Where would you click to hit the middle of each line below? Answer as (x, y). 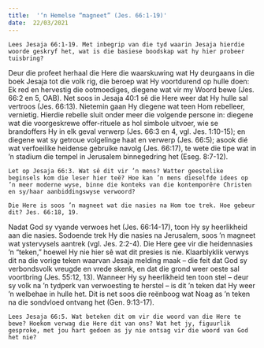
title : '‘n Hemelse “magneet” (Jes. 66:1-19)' (88, 15)
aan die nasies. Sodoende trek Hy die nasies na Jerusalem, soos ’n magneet (132, 235)
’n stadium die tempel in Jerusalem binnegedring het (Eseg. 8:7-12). (118, 156)
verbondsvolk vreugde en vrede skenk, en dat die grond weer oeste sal (124, 268)
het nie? (22, 337)
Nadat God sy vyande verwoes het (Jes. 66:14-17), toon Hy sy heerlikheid (128, 227)
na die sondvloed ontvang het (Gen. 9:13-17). (82, 302)
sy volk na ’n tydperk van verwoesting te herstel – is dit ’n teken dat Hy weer (132, 285)
